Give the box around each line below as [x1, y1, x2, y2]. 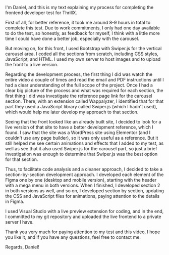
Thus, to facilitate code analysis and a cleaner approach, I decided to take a [5, 166, 163, 172]
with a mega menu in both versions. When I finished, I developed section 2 [5, 182, 160, 188]
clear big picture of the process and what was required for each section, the [5, 88, 164, 93]
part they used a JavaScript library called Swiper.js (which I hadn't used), [5, 104, 157, 109]
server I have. [5, 219, 34, 225]
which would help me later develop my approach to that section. [5, 109, 139, 115]
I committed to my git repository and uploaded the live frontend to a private [5, 214, 161, 220]
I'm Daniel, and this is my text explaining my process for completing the [5, 5, 154, 10]
